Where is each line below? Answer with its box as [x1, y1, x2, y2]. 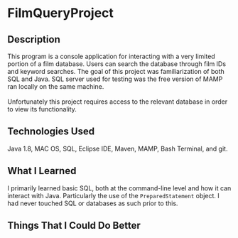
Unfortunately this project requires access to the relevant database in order [7, 97, 228, 106]
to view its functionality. [7, 105, 77, 113]
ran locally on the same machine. [7, 82, 104, 90]
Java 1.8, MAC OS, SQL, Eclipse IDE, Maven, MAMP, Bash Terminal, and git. [7, 144, 228, 153]
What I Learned [7, 165, 77, 177]
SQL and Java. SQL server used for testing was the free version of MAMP [7, 75, 223, 83]
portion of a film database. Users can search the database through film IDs [7, 60, 226, 68]
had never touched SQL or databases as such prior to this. [7, 199, 178, 207]
